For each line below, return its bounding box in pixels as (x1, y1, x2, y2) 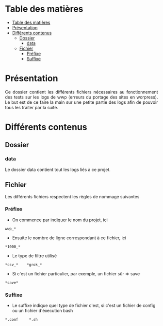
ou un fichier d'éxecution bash (12, 308, 73, 314)
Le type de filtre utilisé (12, 252, 57, 259)
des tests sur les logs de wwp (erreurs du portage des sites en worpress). (5, 94, 158, 100)
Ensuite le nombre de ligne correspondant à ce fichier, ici (12, 235, 127, 241)
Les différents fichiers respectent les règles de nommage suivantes (5, 193, 140, 199)
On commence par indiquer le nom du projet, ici (12, 217, 108, 223)
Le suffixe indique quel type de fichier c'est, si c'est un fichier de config (12, 303, 156, 308)
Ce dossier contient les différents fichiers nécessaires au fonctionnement (5, 89, 158, 95)
